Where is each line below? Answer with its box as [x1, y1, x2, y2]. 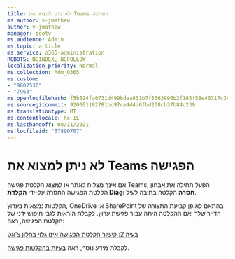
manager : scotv [7, 29, 52, 37]
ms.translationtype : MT [7, 108, 77, 115]
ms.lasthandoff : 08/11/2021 [7, 120, 90, 128]
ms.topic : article [7, 43, 61, 50]
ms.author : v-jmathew [7, 17, 71, 24]
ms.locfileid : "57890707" [7, 127, 83, 134]
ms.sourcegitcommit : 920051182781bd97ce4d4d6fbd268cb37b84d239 [7, 101, 196, 108]
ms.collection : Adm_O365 [7, 69, 80, 76]
